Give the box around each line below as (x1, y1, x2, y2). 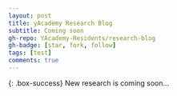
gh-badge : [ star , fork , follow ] (8, 42, 116, 50)
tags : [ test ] (8, 49, 52, 57)
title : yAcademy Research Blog (8, 19, 113, 27)
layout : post (8, 11, 52, 20)
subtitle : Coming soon (8, 26, 84, 34)
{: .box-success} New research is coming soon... (8, 78, 170, 88)
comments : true (8, 57, 59, 65)
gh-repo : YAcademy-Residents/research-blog (8, 34, 156, 42)
